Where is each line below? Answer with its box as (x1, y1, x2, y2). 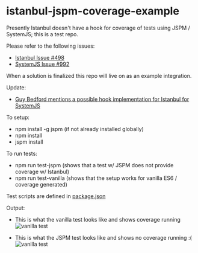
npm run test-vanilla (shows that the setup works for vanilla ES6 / (14, 174, 178, 182)
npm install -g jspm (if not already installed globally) (14, 125, 144, 132)
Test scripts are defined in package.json (6, 192, 106, 200)
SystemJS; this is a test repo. (6, 30, 79, 37)
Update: (6, 83, 26, 91)
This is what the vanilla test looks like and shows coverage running (14, 216, 181, 223)
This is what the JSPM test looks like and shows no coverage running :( (14, 234, 193, 241)
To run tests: (6, 150, 37, 157)
